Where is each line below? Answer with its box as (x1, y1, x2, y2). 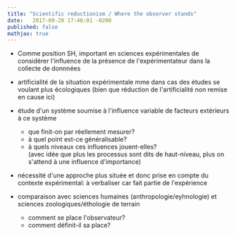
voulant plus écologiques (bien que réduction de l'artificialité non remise (17, 85, 228, 94)
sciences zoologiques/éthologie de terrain (17, 200, 140, 209)
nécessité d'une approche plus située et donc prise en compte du (17, 171, 209, 180)
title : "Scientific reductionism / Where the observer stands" (7, 10, 197, 18)
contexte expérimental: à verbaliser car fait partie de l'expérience (17, 179, 208, 187)
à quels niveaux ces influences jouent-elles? (27, 142, 157, 151)
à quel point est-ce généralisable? (27, 135, 127, 144)
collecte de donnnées (17, 64, 81, 73)
